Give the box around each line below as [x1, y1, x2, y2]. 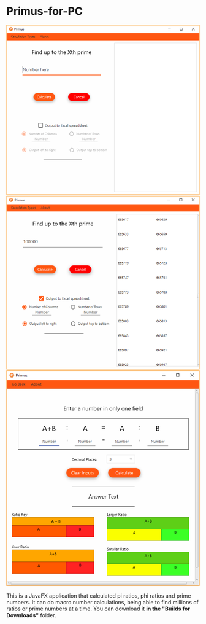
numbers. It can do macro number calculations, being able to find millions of [6, 599, 199, 606]
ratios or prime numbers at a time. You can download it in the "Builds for [6, 605, 190, 612]
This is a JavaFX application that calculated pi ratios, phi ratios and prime [6, 592, 191, 599]
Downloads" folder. [6, 612, 56, 619]
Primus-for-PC [6, 4, 83, 18]
